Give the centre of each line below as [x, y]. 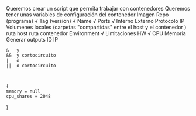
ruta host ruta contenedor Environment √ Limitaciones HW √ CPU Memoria [96, 33]
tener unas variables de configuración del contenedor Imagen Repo [87, 15]
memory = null [23, 91]
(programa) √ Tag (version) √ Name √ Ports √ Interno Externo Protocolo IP [95, 21]
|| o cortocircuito [31, 66]
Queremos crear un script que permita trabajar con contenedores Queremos [98, 8]
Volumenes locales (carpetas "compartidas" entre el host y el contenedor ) [96, 27]
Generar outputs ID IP [32, 40]
